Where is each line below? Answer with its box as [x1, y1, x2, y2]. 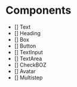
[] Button [14, 42, 36, 49]
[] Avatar [14, 67, 36, 74]
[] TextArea [14, 55, 42, 62]
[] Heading [14, 29, 41, 36]
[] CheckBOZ [14, 61, 47, 69]
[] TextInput [14, 48, 43, 55]
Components [5, 4, 72, 17]
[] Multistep [14, 74, 43, 81]
